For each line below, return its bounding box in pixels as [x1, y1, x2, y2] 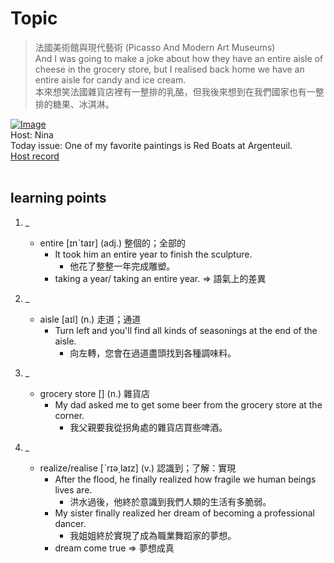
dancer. [54, 517, 87, 529]
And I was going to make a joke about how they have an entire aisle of [34, 52, 324, 64]
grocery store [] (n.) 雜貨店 [39, 387, 151, 399]
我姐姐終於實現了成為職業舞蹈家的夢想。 [69, 529, 237, 541]
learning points [10, 190, 107, 207]
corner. [54, 409, 85, 421]
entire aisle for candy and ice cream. [34, 73, 187, 86]
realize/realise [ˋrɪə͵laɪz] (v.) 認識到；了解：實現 [39, 462, 237, 474]
